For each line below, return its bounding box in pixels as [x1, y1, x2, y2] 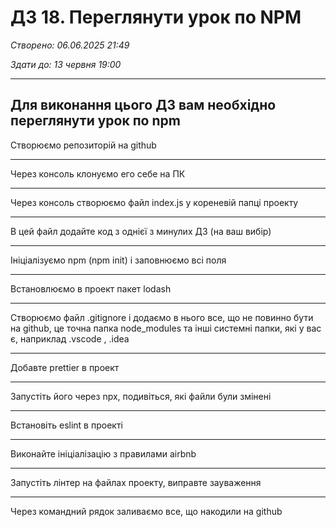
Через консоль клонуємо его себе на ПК [10, 167, 186, 180]
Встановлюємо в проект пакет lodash [10, 282, 172, 295]
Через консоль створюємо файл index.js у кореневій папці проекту [10, 196, 299, 208]
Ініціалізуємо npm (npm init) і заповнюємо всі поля [10, 254, 227, 266]
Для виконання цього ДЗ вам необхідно [10, 97, 277, 114]
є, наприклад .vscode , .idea [10, 332, 130, 345]
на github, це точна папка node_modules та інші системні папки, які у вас [10, 322, 322, 334]
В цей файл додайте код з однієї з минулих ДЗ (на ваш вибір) [10, 225, 272, 237]
